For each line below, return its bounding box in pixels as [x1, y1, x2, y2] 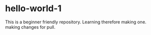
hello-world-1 [5, 3, 62, 14]
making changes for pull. [5, 24, 56, 30]
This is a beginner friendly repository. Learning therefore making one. [5, 19, 147, 25]
